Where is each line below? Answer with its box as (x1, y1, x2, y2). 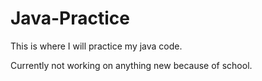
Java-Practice (10, 7, 130, 30)
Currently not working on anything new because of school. (10, 59, 253, 71)
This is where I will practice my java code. (10, 40, 183, 52)
